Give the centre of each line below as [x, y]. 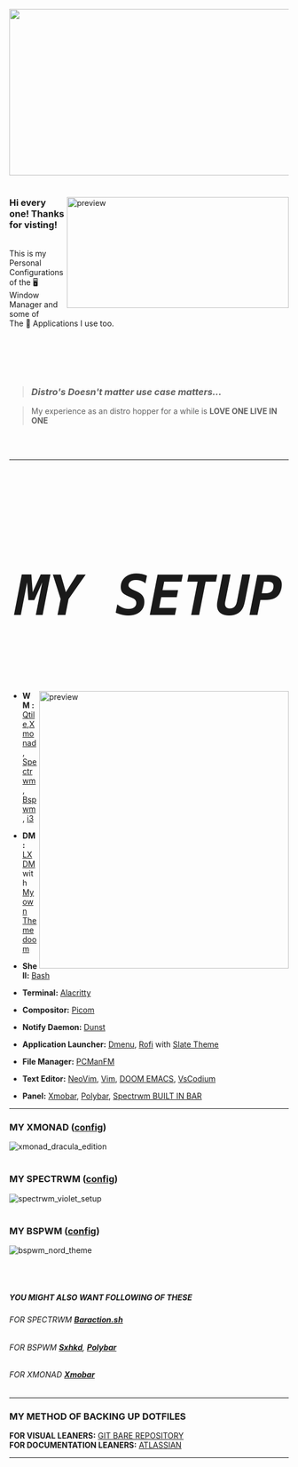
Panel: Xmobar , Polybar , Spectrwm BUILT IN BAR [112, 1096]
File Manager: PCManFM [68, 1062]
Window [24, 295]
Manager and [34, 304]
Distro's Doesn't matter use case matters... [126, 392]
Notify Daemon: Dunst [64, 1027]
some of [24, 313]
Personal [25, 263]
